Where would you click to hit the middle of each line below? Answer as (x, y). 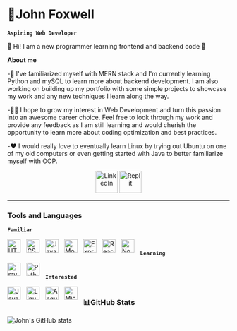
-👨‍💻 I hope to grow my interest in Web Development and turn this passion (114, 109)
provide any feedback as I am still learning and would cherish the (102, 125)
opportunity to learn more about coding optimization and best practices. (112, 132)
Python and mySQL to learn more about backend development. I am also (113, 81)
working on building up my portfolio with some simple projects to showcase (117, 88)
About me (22, 60)
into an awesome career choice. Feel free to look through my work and (110, 117)
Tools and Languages (45, 215)
